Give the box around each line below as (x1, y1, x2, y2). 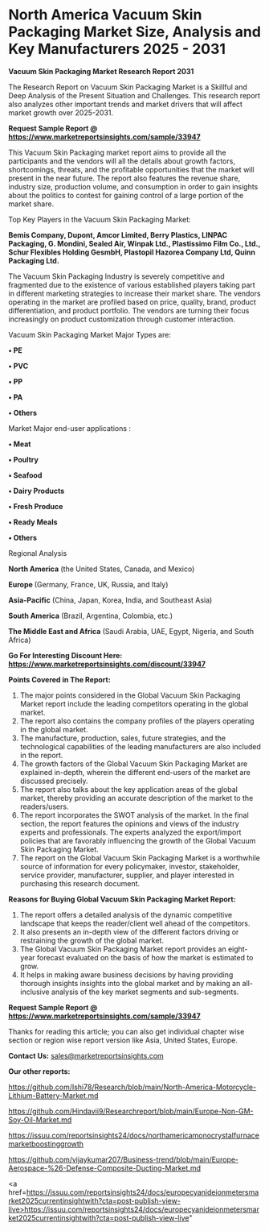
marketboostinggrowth (8, 1138, 84, 1149)
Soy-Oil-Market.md (8, 1114, 72, 1125)
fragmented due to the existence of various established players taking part (8, 280, 255, 289)
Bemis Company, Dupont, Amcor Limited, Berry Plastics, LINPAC (8, 230, 227, 239)
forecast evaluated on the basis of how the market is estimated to (36, 952, 254, 962)
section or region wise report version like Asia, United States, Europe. (8, 1035, 238, 1045)
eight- (227, 944, 248, 954)
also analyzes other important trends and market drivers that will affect (8, 99, 243, 109)
